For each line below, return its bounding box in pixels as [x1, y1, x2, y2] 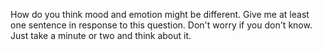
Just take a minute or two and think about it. [10, 30, 192, 41]
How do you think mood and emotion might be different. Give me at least [10, 9, 310, 20]
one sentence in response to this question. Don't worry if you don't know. [10, 19, 313, 31]
